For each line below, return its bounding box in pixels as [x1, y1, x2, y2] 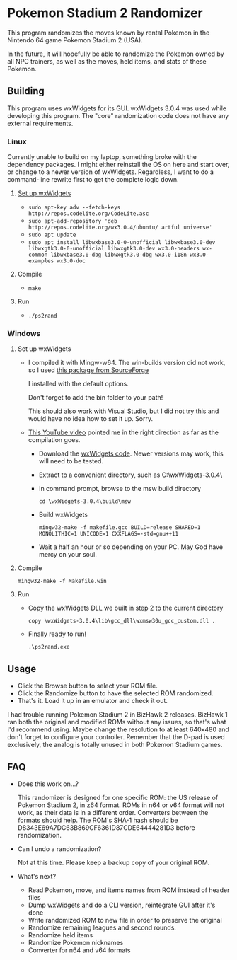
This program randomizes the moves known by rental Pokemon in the [7, 28, 210, 37]
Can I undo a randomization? [17, 844, 102, 853]
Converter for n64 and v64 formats [28, 946, 131, 954]
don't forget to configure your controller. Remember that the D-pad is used [7, 733, 225, 741]
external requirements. [7, 119, 74, 127]
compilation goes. [28, 436, 81, 444]
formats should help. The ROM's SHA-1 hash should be [17, 816, 178, 824]
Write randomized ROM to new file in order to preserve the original [28, 915, 223, 924]
